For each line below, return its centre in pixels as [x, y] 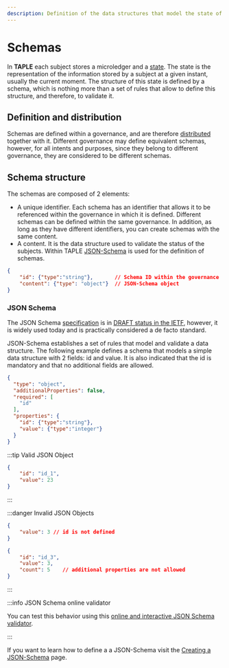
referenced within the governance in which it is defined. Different [109, 214]
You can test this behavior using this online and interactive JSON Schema [111, 616]
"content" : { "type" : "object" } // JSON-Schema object [99, 283]
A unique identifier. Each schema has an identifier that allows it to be [114, 208]
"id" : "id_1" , [39, 474]
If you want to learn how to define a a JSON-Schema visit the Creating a [109, 650]
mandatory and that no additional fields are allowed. [81, 365]
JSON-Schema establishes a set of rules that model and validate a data [108, 343]
